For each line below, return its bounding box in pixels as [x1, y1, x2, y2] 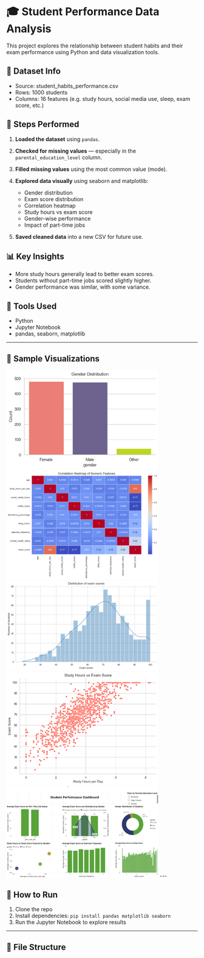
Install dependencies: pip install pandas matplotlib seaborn [15, 912, 171, 920]
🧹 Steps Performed [6, 119, 80, 129]
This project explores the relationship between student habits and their [6, 42, 183, 49]
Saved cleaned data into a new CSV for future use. [15, 233, 143, 240]
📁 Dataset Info [6, 66, 61, 77]
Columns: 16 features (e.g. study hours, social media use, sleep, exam [15, 95, 191, 102]
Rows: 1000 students [15, 89, 68, 96]
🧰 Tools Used [6, 301, 57, 311]
